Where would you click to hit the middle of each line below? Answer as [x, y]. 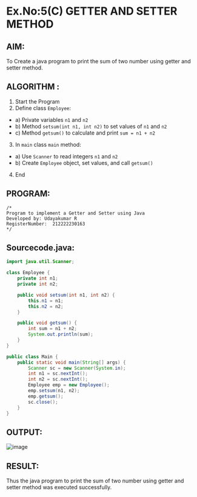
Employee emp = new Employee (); [69, 385]
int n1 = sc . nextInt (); [58, 374]
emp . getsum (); [46, 396]
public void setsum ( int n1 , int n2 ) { [66, 295]
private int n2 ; [38, 284]
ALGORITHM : [33, 87]
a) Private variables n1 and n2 [52, 119]
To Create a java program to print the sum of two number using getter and [98, 61]
